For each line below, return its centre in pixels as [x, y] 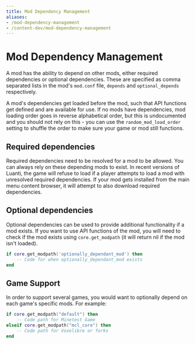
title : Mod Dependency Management [48, 11]
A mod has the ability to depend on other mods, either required [82, 73]
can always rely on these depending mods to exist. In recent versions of [93, 167]
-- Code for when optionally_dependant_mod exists [80, 259]
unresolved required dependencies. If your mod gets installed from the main [98, 179]
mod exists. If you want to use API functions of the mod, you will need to [93, 231]
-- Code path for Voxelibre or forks [63, 330]
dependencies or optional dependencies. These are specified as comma [93, 79]
